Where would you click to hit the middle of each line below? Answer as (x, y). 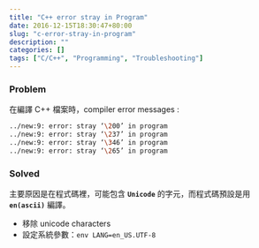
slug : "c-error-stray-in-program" (73, 34)
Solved (24, 173)
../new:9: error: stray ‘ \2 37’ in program (88, 135)
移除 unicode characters (66, 224)
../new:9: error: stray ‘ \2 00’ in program (88, 126)
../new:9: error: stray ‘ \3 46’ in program (88, 143)
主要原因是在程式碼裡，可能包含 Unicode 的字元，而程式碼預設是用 (129, 194)
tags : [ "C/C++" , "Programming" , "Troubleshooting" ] (106, 58)
